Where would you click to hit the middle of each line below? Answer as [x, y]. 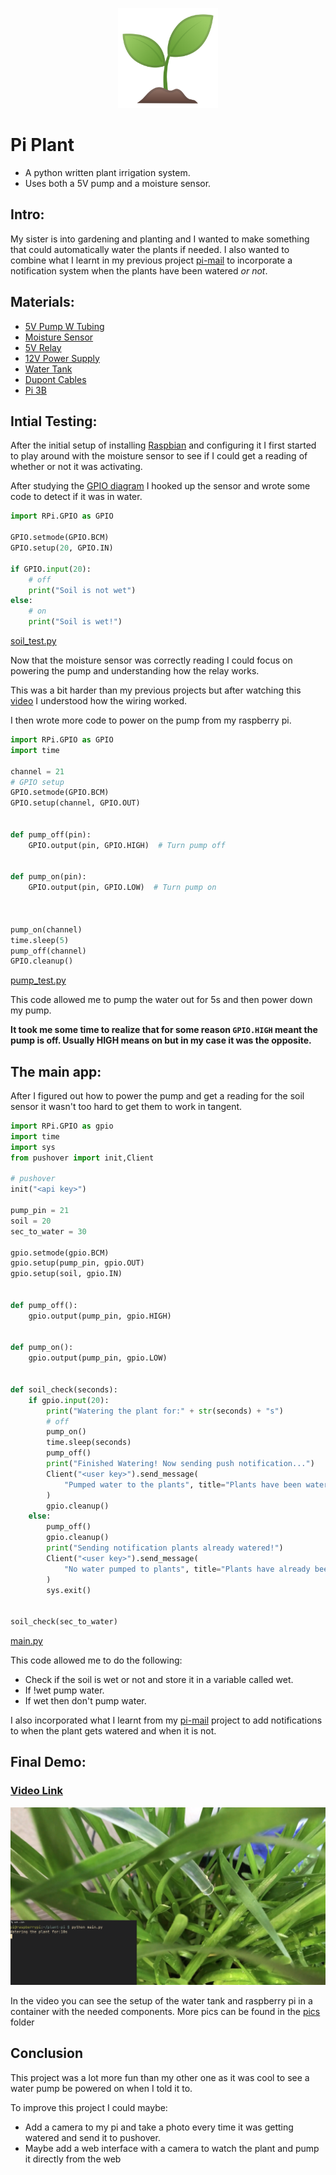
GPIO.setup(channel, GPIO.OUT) [75, 803]
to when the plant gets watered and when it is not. [113, 1731]
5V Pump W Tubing [64, 326]
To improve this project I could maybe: [89, 2107]
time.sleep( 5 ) [40, 940]
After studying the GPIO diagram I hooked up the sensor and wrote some [160, 486]
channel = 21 [37, 771]
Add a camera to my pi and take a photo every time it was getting [159, 2127]
